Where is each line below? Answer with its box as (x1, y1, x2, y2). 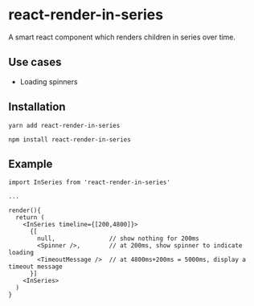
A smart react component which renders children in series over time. (8, 32, 236, 42)
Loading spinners (19, 76, 78, 86)
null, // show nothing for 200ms (37, 235, 199, 243)
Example (8, 157, 53, 170)
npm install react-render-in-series (8, 135, 131, 144)
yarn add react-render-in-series (8, 121, 121, 129)
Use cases (8, 55, 62, 69)
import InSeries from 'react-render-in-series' (8, 178, 171, 186)
